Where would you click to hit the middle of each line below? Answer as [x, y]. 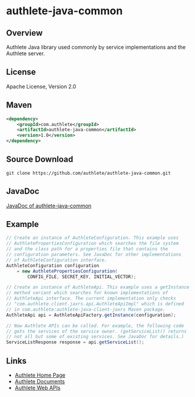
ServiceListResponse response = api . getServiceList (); [75, 342]
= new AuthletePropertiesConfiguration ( [67, 271]
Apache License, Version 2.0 [41, 86]
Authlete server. [26, 53]
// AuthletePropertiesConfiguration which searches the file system [92, 244]
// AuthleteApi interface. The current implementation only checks [91, 298]
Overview [25, 33]
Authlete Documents [40, 381]
